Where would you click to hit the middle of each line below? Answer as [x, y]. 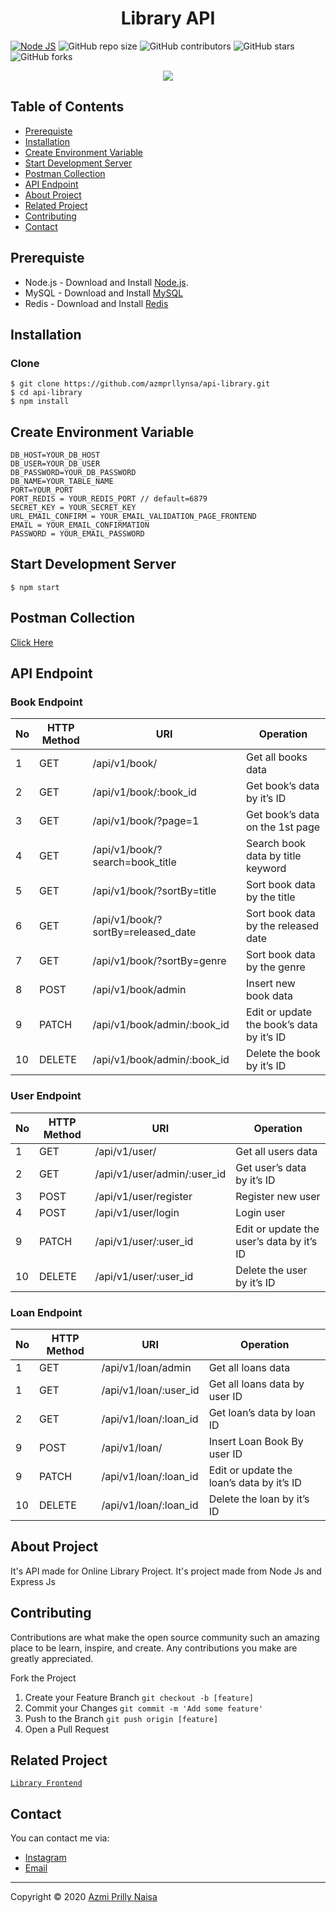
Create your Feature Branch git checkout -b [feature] [139, 1697]
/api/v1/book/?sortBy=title [154, 891]
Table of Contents [67, 107]
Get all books [276, 757]
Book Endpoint [46, 702]
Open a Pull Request [67, 1729]
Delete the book [283, 1054]
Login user [260, 1212]
